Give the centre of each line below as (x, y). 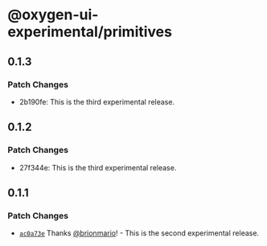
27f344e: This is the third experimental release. (98, 167)
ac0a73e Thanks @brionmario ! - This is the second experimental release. (139, 233)
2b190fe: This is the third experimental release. (97, 101)
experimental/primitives (90, 32)
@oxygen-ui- (53, 15)
